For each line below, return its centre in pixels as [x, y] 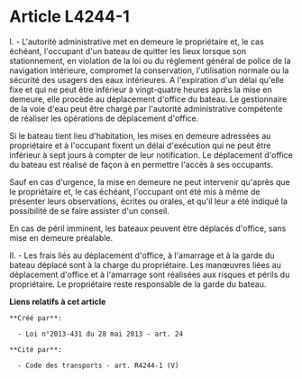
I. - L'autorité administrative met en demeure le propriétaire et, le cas [137, 42]
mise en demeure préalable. [61, 237]
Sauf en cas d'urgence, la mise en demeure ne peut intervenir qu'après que [150, 181]
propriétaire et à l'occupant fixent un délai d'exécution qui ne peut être [140, 145]
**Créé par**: [36, 318]
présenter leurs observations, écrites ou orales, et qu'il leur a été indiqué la [149, 201]
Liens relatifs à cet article [58, 301]
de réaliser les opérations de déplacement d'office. [104, 118]
